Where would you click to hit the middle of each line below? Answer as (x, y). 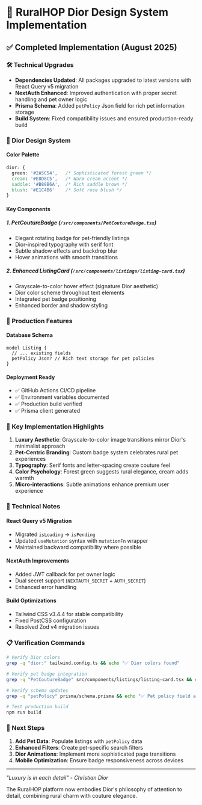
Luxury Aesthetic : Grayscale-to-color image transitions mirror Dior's (100, 440)
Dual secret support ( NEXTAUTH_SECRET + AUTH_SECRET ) (80, 581)
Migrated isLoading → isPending (55, 534)
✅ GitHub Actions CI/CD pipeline (55, 390)
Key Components (29, 209)
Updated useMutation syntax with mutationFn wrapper (81, 540)
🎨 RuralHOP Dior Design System (87, 12)
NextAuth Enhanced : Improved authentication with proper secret (96, 93)
